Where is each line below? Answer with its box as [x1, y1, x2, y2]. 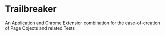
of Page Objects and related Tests [5, 25, 75, 31]
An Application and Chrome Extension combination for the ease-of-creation [5, 20, 160, 26]
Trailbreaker [5, 3, 57, 15]
